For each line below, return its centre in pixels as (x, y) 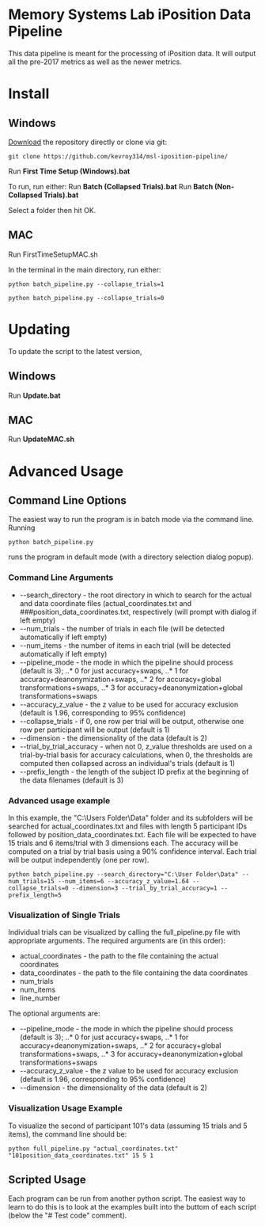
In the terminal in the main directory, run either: (85, 269)
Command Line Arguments (61, 577)
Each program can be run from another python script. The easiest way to (127, 1198)
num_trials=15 (32, 881)
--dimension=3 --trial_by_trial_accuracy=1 (144, 888)
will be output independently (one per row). (79, 859)
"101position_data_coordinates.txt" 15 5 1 (81, 1155)
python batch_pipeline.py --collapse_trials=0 (86, 298)
